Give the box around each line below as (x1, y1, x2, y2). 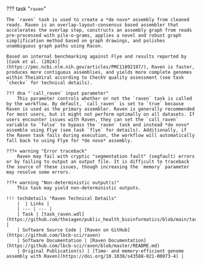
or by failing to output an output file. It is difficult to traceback (6, 159, 189, 165)
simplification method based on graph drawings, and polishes (6, 38, 165, 44)
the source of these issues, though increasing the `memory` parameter (6, 164, 189, 170)
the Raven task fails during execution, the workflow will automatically (6, 132, 195, 138)
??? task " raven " (6, 5, 46, 12)
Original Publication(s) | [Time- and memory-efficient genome (22, 248, 185, 254)
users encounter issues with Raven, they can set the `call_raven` (6, 117, 179, 123)
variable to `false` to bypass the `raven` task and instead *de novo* (6, 122, 189, 128)
